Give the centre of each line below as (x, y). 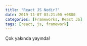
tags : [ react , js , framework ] (37, 24)
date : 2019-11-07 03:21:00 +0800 (40, 15)
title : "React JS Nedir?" (32, 10)
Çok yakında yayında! (28, 38)
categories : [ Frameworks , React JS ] (44, 19)
